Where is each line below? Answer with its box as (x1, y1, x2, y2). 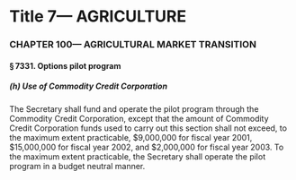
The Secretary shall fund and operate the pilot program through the (9, 103, 259, 114)
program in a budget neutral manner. (9, 160, 146, 171)
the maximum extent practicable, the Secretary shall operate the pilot (9, 150, 266, 162)
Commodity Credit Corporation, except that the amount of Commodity (9, 113, 269, 124)
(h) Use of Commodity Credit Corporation (9, 81, 168, 91)
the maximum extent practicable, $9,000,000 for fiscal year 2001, (9, 132, 253, 142)
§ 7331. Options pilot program (9, 60, 121, 71)
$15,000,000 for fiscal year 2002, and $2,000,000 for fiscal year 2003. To (9, 141, 284, 152)
